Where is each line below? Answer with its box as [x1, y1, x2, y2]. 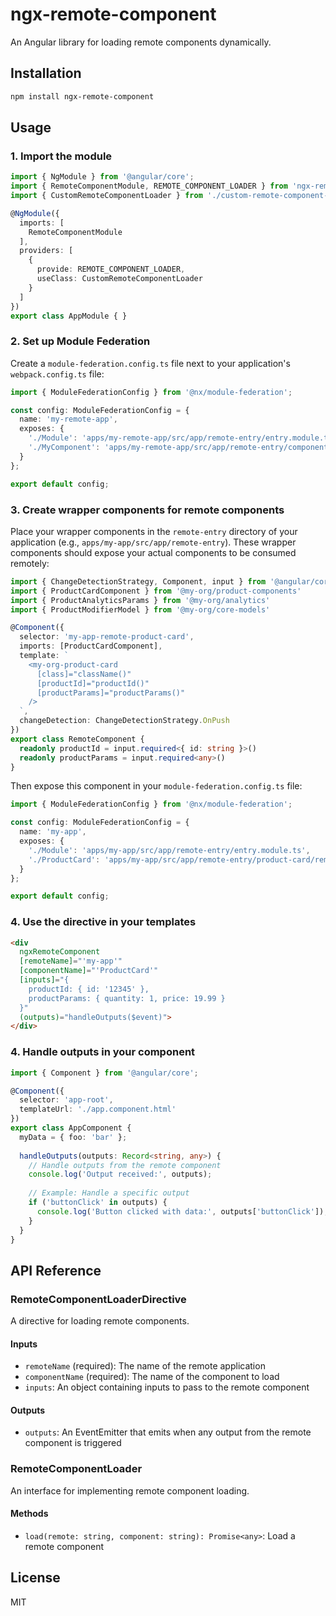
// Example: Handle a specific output [28, 1188, 190, 1198]
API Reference [10, 1262, 102, 1279]
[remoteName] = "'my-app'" [19, 956, 123, 967]
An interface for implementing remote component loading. [10, 1484, 250, 1497]
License [10, 1569, 61, 1587]
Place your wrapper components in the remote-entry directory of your [10, 525, 298, 537]
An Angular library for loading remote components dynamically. [10, 36, 272, 48]
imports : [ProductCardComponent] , [19, 641, 163, 652]
